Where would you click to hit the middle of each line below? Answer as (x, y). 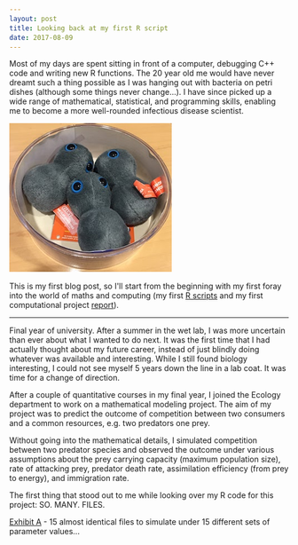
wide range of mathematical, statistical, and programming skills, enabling (143, 101)
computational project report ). (64, 305)
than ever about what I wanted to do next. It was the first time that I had (140, 340)
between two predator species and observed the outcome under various (142, 450)
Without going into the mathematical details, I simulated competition (133, 440)
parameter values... (44, 532)
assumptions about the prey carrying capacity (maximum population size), (145, 459)
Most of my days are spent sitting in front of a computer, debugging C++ (142, 64)
